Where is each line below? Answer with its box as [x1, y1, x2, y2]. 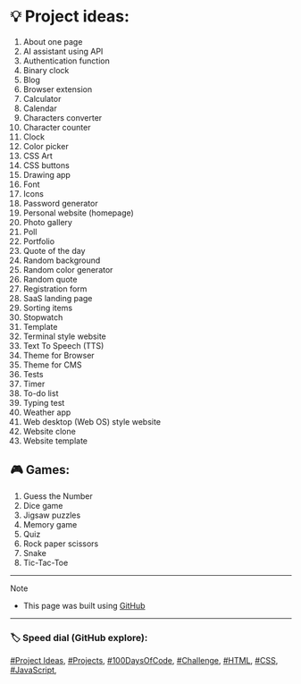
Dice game [22, 500, 63, 511]
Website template [22, 435, 88, 446]
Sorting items [22, 302, 73, 313]
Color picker [22, 140, 70, 151]
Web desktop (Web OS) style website [22, 416, 162, 426]
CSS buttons [22, 159, 70, 171]
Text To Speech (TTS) [22, 340, 105, 350]
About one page [22, 36, 83, 46]
